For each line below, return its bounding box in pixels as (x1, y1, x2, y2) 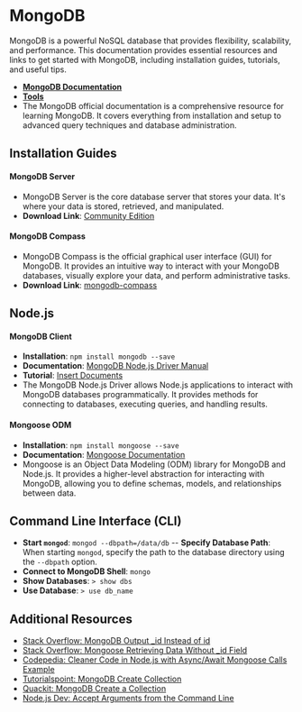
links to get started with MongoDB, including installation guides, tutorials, (9, 54, 281, 65)
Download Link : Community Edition (22, 210, 155, 221)
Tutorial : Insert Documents (22, 370, 124, 381)
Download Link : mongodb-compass (22, 279, 158, 290)
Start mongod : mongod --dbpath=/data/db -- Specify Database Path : (22, 537, 271, 548)
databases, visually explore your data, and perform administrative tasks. (22, 269, 291, 280)
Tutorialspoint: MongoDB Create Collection (22, 673, 182, 685)
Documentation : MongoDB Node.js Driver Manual (22, 361, 209, 371)
